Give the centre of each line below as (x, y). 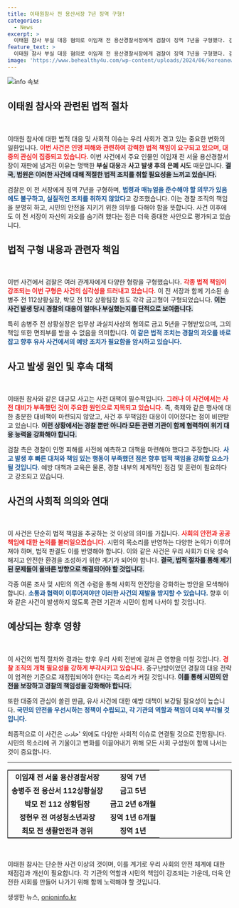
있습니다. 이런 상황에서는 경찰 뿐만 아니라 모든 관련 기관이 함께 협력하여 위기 (118, 426)
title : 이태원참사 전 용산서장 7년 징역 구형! (67, 14)
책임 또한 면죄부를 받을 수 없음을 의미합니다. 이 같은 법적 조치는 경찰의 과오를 (113, 333)
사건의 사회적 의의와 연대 (58, 501)
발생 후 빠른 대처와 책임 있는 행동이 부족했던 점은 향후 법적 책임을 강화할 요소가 (122, 459)
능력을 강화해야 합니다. (46, 434)
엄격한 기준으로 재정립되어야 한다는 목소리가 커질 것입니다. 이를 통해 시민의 (118, 677)
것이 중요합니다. (30, 751)
